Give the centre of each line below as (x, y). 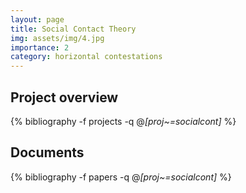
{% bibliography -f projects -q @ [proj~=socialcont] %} (123, 121)
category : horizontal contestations (86, 57)
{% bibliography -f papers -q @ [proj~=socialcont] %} (121, 177)
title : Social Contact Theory (73, 29)
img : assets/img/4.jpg (57, 38)
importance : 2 (40, 47)
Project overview (64, 97)
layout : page (37, 19)
